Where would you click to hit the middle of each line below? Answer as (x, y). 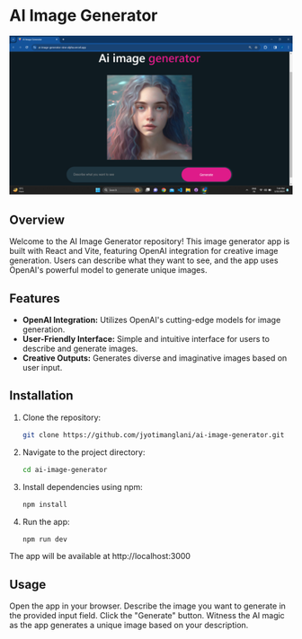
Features (35, 298)
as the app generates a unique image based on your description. (129, 626)
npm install (44, 504)
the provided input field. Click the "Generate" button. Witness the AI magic (147, 616)
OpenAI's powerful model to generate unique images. (108, 270)
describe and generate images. (80, 349)
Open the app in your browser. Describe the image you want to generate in (147, 606)
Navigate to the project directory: (84, 452)
